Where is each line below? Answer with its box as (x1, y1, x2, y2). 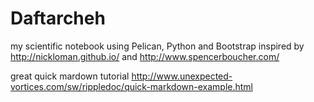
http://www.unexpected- (131, 70, 233, 82)
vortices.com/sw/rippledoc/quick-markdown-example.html (10, 80, 254, 92)
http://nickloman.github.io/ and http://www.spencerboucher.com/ (10, 50, 280, 62)
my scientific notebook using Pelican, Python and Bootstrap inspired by (10, 40, 305, 52)
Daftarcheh (10, 7, 106, 30)
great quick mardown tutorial (10, 70, 130, 82)
